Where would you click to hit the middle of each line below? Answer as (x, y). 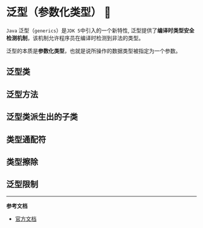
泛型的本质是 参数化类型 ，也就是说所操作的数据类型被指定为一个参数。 (94, 51)
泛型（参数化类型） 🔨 (59, 12)
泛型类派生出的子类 (42, 117)
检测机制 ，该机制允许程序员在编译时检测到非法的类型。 (75, 38)
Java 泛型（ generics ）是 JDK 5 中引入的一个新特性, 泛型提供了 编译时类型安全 (100, 30)
